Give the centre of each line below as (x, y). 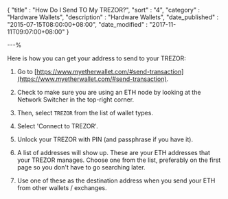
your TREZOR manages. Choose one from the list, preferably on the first (119, 160)
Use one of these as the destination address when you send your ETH (116, 180)
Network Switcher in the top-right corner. (76, 99)
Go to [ (27, 72)
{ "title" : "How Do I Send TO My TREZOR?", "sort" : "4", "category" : (104, 10)
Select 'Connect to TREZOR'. (57, 126)
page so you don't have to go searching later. (81, 167)
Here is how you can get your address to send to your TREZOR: (97, 58)
